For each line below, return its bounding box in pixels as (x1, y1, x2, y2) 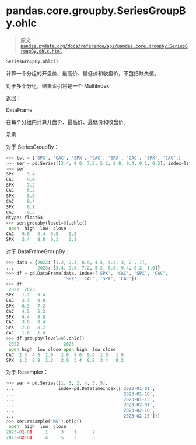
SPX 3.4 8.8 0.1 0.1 (6, 236, 77, 242)
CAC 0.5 (6, 209, 35, 215)
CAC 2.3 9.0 (6, 297, 45, 303)
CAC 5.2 (6, 188, 35, 194)
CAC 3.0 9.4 (6, 319, 45, 325)
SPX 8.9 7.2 (6, 303, 45, 309)
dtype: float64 (6, 215, 43, 220)
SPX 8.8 (6, 193, 35, 199)
